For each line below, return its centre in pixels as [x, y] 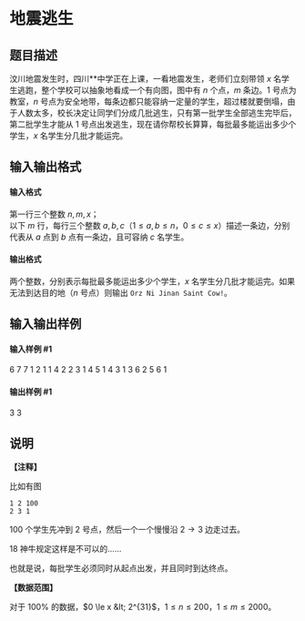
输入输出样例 [46, 324]
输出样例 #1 [31, 392]
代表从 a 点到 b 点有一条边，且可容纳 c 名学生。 [99, 237]
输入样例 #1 [31, 349]
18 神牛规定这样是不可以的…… [66, 549]
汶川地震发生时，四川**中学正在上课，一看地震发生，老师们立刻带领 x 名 [146, 79]
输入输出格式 [46, 167]
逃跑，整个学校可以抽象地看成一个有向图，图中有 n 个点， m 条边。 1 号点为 [157, 90]
